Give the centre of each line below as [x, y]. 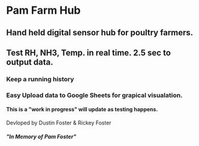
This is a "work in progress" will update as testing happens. [82, 109]
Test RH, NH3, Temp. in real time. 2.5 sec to [88, 52]
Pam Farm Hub [43, 10]
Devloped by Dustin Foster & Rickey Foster [59, 123]
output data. [30, 62]
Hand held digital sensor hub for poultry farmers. [100, 33]
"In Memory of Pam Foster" [41, 136]
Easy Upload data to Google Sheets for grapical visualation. [94, 95]
